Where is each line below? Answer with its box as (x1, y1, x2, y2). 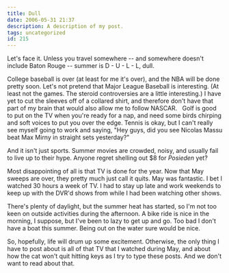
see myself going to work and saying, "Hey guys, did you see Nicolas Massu (7, 126, 223, 134)
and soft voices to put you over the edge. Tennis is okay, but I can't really (7, 119, 213, 127)
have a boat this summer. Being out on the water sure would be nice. (7, 224, 200, 233)
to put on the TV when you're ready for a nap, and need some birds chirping (7, 111, 222, 120)
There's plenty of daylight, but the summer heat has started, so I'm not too (7, 202, 217, 211)
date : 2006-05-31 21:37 (7, 16, 75, 23)
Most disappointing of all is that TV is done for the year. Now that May (7, 167, 204, 176)
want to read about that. (7, 259, 75, 268)
